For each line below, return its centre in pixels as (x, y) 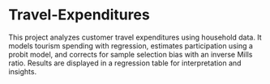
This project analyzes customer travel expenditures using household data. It (135, 37)
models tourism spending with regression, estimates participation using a (131, 45)
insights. (23, 71)
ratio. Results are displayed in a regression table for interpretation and (125, 63)
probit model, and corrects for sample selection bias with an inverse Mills (131, 54)
